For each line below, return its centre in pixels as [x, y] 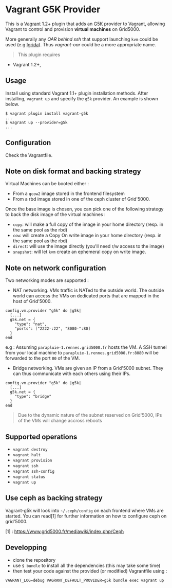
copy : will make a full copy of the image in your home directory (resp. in [88, 224]
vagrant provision [32, 460]
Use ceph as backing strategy [54, 498]
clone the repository [34, 560]
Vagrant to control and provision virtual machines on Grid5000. [73, 29]
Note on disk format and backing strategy [73, 171]
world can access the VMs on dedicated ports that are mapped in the [86, 296]
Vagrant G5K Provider [53, 10]
